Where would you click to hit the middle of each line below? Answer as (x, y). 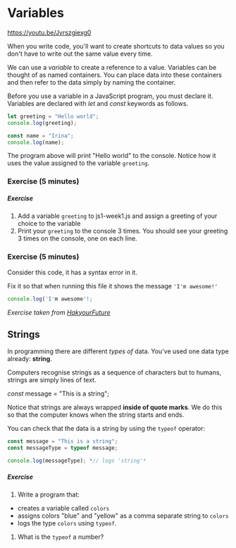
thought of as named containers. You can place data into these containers (114, 75)
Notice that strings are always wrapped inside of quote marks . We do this (115, 408)
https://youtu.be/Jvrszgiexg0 (49, 32)
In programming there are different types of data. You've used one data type (118, 351)
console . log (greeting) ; (42, 123)
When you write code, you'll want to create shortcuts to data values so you (116, 46)
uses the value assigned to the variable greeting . (79, 163)
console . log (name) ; (36, 142)
